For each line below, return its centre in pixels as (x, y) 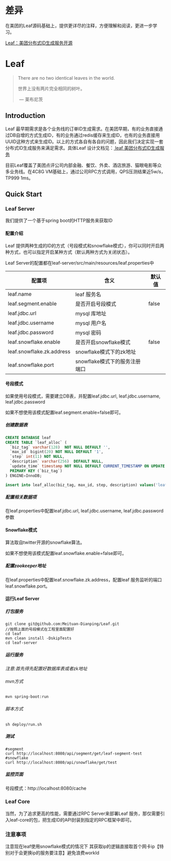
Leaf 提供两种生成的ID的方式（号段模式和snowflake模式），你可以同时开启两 (85, 245)
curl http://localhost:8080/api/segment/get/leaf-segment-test (74, 753)
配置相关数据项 (21, 497)
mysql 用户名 (91, 323)
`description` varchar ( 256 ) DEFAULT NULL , (56, 461)
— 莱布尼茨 (31, 99)
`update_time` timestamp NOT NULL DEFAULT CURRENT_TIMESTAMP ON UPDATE (88, 466)
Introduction (25, 116)
